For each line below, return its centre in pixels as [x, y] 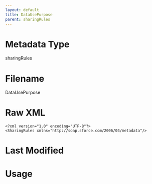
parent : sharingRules [28, 19]
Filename [25, 78]
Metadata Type [37, 44]
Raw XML [25, 113]
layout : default [22, 10]
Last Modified [35, 150]
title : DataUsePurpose [29, 15]
